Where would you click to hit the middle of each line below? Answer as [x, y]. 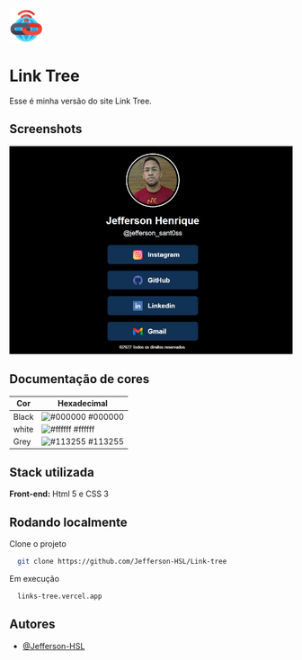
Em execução [35, 579]
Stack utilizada [52, 473]
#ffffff [84, 429]
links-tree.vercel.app [60, 597]
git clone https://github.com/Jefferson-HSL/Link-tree [122, 562]
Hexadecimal [83, 404]
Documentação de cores [80, 379]
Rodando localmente [68, 522]
